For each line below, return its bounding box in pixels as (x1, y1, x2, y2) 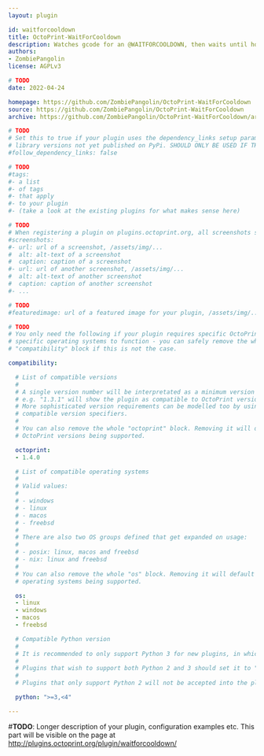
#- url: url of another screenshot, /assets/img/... (8, 265, 185, 273)
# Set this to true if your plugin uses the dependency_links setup (8, 135, 237, 143)
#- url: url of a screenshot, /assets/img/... (8, 243, 163, 251)
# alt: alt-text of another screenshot (8, 272, 143, 280)
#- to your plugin (8, 200, 68, 208)
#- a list (8, 178, 41, 186)
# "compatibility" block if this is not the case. (8, 345, 178, 353)
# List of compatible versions (15, 373, 118, 381)
